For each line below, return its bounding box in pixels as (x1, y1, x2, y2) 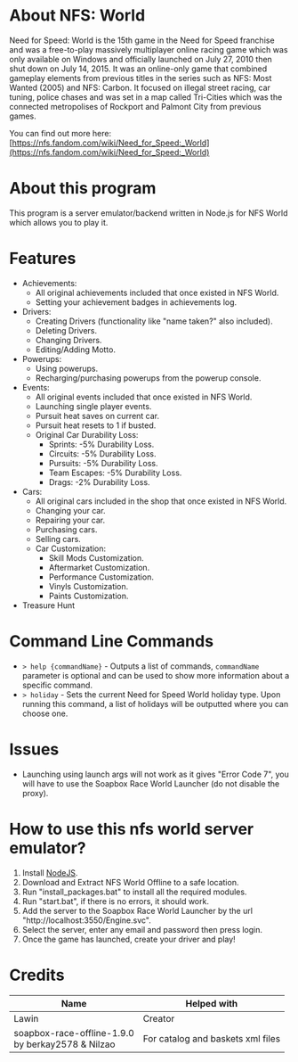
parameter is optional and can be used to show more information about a (21, 670, 290, 680)
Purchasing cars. (35, 523, 98, 535)
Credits (9, 965, 65, 985)
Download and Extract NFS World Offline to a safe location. (21, 877, 239, 887)
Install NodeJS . (21, 867, 78, 878)
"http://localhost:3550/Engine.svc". (21, 915, 151, 926)
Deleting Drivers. (35, 325, 98, 335)
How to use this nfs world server (9, 819, 254, 839)
